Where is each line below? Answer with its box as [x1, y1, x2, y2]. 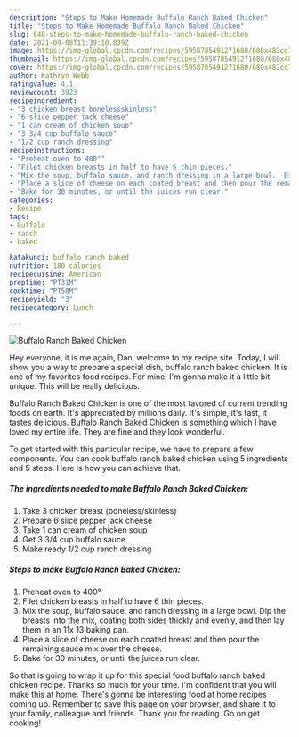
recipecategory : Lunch [9, 302, 93, 312]
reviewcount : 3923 [9, 87, 77, 96]
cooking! [9, 717, 42, 728]
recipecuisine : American [9, 269, 101, 279]
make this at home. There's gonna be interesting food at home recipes [9, 689, 267, 700]
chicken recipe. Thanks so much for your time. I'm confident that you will [9, 680, 277, 691]
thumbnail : [9, 54, 50, 63]
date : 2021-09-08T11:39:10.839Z [9, 37, 129, 47]
